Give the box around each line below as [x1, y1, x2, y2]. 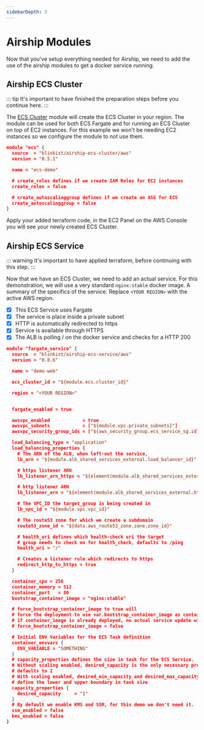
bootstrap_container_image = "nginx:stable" [12, 595, 126, 601]
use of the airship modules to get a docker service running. [6, 61, 155, 69]
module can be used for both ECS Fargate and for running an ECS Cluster [6, 120, 190, 128]
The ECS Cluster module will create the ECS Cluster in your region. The [6, 114, 185, 121]
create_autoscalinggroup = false [12, 200, 97, 206]
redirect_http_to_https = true [17, 562, 97, 568]
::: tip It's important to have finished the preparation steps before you [6, 95, 179, 103]
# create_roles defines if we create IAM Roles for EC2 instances [12, 177, 183, 184]
